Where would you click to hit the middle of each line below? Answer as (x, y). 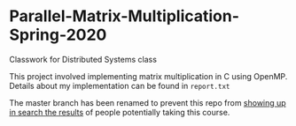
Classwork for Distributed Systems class (83, 59)
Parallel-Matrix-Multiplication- (125, 16)
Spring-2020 (58, 35)
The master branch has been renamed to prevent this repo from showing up (148, 102)
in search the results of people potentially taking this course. (120, 112)
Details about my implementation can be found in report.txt (120, 85)
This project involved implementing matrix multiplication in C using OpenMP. (148, 76)
